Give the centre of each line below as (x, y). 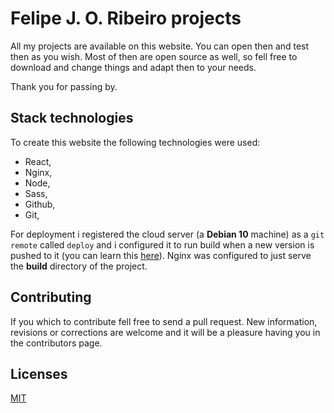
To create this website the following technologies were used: (135, 142)
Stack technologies (72, 118)
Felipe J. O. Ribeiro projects (126, 18)
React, (38, 161)
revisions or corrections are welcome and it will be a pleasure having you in (165, 332)
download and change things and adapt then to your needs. (133, 67)
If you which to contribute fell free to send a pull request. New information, (164, 321)
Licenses (39, 373)
